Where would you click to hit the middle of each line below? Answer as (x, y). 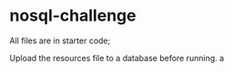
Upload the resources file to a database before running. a (117, 58)
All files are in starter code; (60, 40)
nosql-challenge (73, 16)
